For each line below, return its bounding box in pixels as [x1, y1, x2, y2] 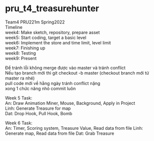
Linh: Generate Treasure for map [5, 105, 71, 111]
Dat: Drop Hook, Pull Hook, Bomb [5, 110, 73, 116]
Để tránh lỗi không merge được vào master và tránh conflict [5, 64, 126, 71]
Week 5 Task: [5, 95, 33, 101]
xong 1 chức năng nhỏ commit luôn [5, 85, 76, 91]
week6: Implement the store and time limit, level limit [5, 40, 111, 45]
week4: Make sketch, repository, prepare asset [5, 29, 100, 35]
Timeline [5, 24, 23, 30]
